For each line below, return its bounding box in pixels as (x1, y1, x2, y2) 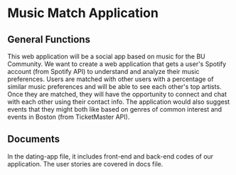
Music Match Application (7, 5, 159, 21)
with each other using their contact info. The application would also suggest (7, 97, 230, 106)
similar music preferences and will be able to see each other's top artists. (7, 83, 222, 90)
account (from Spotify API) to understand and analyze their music (7, 68, 200, 75)
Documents (7, 133, 60, 145)
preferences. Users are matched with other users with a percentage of (7, 75, 214, 83)
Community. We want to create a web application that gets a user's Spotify (7, 60, 227, 68)
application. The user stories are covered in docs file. (7, 159, 163, 168)
